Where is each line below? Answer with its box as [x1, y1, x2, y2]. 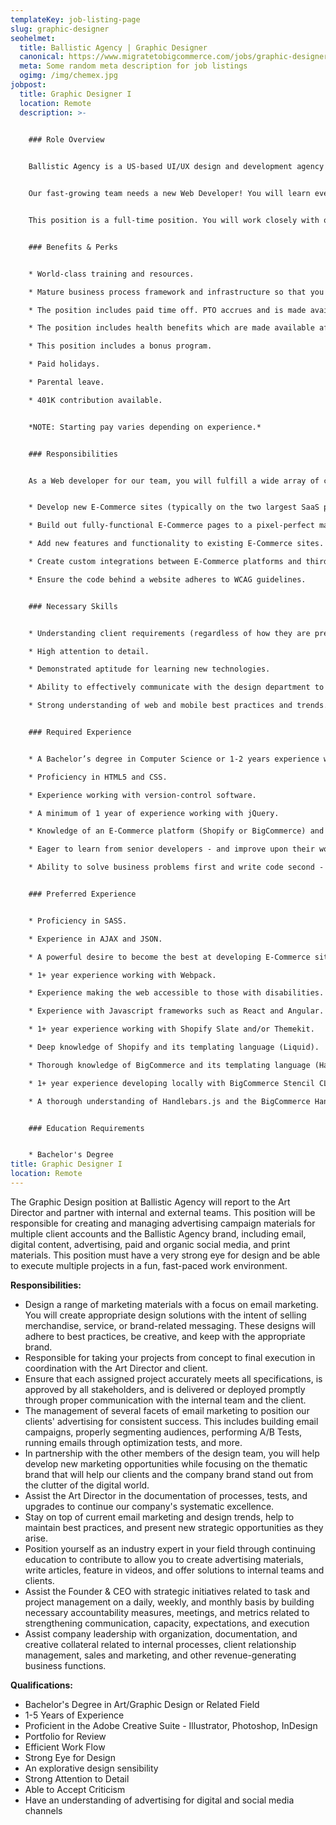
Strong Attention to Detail [24, 1772, 130, 1785]
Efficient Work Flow [24, 1741, 106, 1753]
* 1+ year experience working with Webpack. [28, 970, 217, 980]
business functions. [24, 1659, 107, 1671]
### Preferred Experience [28, 889, 137, 899]
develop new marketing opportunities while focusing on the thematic [24, 1457, 308, 1470]
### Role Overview [28, 135, 105, 145]
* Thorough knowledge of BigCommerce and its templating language [28, 1060, 311, 1070]
